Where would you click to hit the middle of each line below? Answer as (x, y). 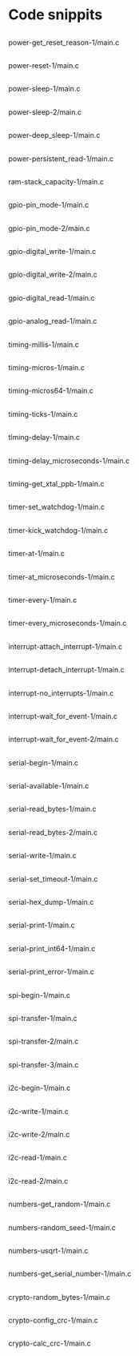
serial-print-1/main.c (42, 925)
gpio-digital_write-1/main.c (52, 252)
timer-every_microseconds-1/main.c (68, 624)
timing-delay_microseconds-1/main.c (69, 460)
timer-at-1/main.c (37, 554)
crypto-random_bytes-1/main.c (60, 1297)
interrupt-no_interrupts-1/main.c (61, 693)
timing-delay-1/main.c (44, 438)
